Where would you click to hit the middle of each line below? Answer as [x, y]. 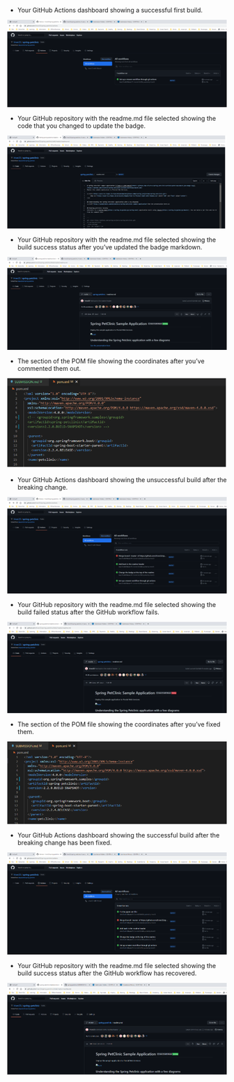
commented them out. [49, 369]
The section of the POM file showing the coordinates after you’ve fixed [119, 724]
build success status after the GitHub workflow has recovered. [107, 973]
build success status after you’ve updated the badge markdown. [110, 247]
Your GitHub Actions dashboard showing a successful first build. [110, 10]
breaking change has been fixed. [64, 842]
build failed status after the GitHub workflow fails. [88, 612]
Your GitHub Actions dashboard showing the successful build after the [118, 835]
